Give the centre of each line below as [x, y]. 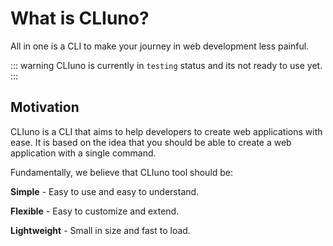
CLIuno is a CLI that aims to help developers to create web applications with [166, 131]
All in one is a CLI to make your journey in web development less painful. [160, 46]
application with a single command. [83, 153]
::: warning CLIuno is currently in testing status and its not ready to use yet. [166, 65]
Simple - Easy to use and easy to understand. [105, 191]
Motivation [45, 107]
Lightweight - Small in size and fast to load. [100, 230]
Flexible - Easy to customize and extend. [95, 211]
